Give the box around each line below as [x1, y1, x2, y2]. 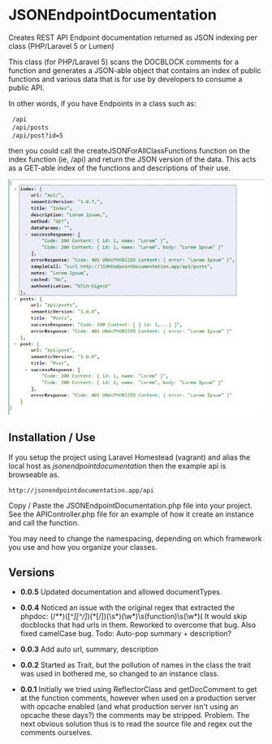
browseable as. [8, 469, 60, 479]
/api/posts [11, 123, 49, 132]
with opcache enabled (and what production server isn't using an [19, 702, 239, 712]
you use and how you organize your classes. [8, 542, 158, 552]
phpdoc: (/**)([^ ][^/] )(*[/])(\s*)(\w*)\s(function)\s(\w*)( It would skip [19, 612, 248, 621]
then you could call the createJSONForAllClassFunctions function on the [8, 145, 250, 155]
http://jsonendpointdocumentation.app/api [8, 486, 154, 495]
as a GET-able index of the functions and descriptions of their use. [8, 162, 231, 172]
